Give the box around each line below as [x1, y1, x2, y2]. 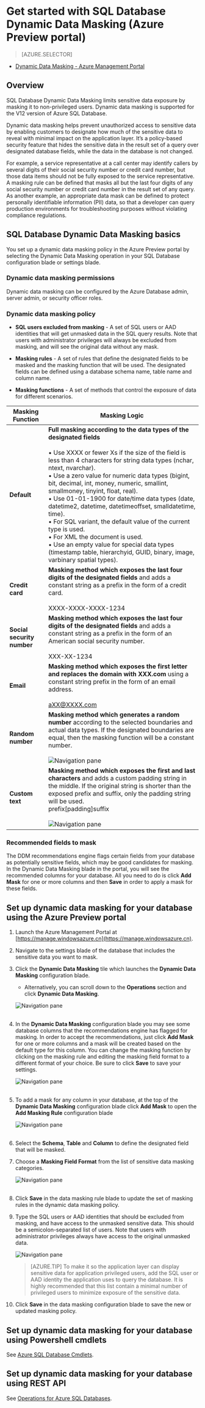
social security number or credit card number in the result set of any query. [6, 185, 195, 192]
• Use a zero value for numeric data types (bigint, [48, 471, 190, 480]
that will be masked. [15, 1146, 66, 1154]
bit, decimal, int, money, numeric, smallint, [48, 479, 168, 488]
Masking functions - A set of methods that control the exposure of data [15, 386, 196, 394]
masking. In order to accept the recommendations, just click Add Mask [15, 1033, 194, 1041]
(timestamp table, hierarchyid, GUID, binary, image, [48, 548, 195, 557]
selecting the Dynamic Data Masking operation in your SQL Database [6, 252, 180, 259]
